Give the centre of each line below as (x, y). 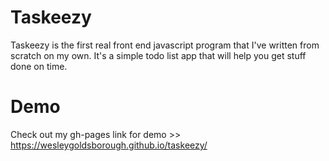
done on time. (39, 66)
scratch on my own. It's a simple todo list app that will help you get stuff (158, 55)
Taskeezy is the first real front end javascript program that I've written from (165, 45)
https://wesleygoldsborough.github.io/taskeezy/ (109, 145)
